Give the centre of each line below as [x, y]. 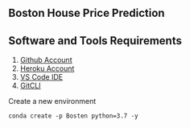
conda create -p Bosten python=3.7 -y [73, 116]
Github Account [46, 60]
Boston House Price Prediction [87, 13]
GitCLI [31, 86]
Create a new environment [52, 101]
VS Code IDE [41, 77]
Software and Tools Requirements [95, 41]
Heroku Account [47, 68]
